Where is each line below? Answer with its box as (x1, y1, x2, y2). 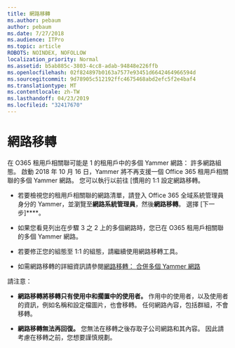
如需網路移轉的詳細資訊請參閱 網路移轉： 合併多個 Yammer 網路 (17, 262, 201, 270)
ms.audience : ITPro (7, 36, 65, 43)
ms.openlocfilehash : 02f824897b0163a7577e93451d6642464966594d (7, 69, 196, 76)
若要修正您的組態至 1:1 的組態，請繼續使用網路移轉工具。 (17, 247, 182, 255)
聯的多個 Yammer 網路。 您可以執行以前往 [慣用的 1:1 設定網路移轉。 (7, 176, 205, 185)
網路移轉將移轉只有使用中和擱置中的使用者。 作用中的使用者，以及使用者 (17, 292, 229, 300)
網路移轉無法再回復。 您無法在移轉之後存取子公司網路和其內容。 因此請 (17, 324, 224, 333)
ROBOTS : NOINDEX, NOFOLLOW (7, 50, 86, 57)
